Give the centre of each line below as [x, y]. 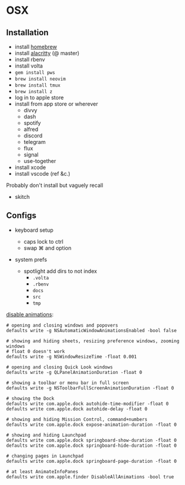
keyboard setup [34, 230]
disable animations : [30, 314]
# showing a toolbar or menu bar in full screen [68, 383]
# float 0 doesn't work [36, 351]
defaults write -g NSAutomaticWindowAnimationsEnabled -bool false [92, 330]
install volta [29, 66]
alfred [31, 129]
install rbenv [30, 59]
